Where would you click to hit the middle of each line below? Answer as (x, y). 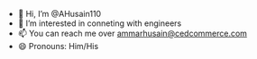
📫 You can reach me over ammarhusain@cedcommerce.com (133, 33)
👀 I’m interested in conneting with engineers (100, 23)
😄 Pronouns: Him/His (58, 46)
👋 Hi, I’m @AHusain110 (60, 14)
